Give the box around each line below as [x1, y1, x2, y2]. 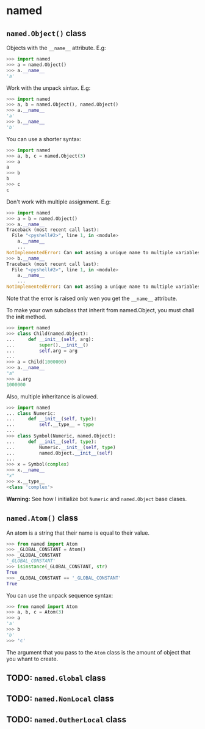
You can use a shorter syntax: [6, 135, 81, 142]
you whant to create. [6, 655, 59, 662]
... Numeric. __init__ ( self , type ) [6, 444, 116, 450]
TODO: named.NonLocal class [6, 694, 115, 704]
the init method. [6, 313, 47, 320]
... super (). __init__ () [6, 342, 88, 348]
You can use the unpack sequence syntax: [6, 592, 113, 599]
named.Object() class [6, 28, 87, 38]
